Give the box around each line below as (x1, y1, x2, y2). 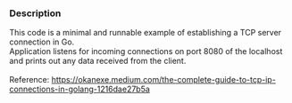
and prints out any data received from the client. (9, 56, 187, 67)
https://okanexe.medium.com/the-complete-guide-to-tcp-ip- (51, 75, 277, 85)
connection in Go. (9, 36, 75, 47)
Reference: (9, 75, 50, 85)
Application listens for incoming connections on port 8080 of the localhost (9, 46, 283, 57)
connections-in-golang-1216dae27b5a (9, 83, 150, 95)
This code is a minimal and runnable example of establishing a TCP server (9, 28, 282, 38)
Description (9, 7, 62, 20)
